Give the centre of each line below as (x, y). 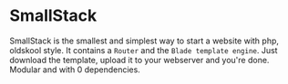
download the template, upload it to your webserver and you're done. (139, 60)
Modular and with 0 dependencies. (75, 70)
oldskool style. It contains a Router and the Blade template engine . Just (144, 50)
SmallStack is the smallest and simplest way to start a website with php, (144, 41)
